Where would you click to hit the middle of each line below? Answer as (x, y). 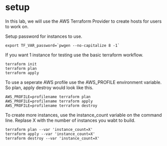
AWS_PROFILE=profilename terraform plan (48, 97)
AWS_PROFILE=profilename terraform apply (49, 101)
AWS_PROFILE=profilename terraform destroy (51, 105)
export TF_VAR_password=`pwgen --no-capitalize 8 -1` (63, 45)
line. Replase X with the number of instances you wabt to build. (70, 120)
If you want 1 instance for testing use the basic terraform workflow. (74, 55)
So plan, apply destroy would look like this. (49, 88)
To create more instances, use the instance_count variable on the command (83, 115)
